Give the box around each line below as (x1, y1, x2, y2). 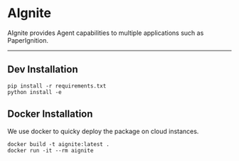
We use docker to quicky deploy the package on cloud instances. (7, 127, 199, 135)
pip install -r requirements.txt (7, 82, 107, 90)
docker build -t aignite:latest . (7, 140, 110, 147)
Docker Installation (7, 108, 93, 120)
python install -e (7, 88, 62, 95)
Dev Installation (7, 63, 78, 76)
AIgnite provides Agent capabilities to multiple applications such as (7, 28, 204, 37)
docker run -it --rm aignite (7, 147, 94, 154)
